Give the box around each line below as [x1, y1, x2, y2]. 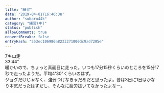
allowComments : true [5, 30, 47, 35]
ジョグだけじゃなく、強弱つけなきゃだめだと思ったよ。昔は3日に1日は [5, 76, 147, 82]
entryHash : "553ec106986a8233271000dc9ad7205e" [5, 39, 104, 44]
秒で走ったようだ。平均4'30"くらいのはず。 [5, 70, 94, 76]
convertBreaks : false [5, 35, 49, 40]
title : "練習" [5, 7, 33, 12]
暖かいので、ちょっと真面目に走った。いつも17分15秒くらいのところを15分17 [5, 64, 159, 70]
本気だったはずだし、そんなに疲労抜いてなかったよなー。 [9, 83, 125, 89]
